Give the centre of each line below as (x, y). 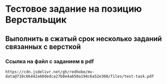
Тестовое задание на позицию (74, 9)
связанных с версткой (43, 47)
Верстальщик (36, 20)
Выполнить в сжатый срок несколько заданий (84, 39)
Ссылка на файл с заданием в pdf (50, 61)
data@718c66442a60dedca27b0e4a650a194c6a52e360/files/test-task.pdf (80, 76)
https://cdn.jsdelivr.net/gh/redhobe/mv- (50, 72)
